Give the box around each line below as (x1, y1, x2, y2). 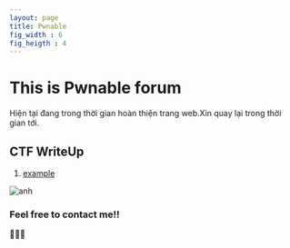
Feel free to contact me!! (9, 208, 120, 221)
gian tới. (9, 117, 40, 128)
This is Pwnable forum (9, 78, 182, 98)
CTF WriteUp (9, 144, 85, 159)
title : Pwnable (9, 22, 67, 31)
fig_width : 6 (9, 30, 64, 39)
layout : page (9, 13, 59, 23)
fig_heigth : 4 (9, 38, 67, 48)
